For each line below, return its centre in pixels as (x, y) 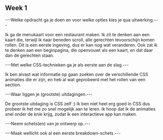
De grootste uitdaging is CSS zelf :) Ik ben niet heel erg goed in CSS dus (78, 104)
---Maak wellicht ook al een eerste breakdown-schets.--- (63, 133)
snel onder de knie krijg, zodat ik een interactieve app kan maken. (71, 114)
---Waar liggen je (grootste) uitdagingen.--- (49, 94)
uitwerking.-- (145, 20)
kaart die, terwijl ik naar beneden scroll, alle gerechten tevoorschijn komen (80, 40)
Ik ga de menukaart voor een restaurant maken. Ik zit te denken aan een (77, 34)
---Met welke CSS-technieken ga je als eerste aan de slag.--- (67, 65)
